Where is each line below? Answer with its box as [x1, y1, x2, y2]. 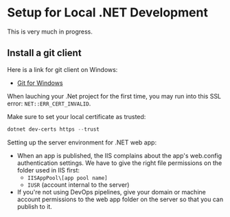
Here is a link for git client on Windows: [7, 65, 118, 73]
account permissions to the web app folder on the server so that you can [16, 195, 224, 203]
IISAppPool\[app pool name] [27, 175, 108, 181]
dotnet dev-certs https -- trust [7, 125, 100, 133]
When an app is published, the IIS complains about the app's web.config [16, 151, 222, 159]
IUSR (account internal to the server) [27, 180, 130, 189]
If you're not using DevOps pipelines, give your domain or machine [16, 188, 206, 196]
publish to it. [16, 202, 53, 210]
